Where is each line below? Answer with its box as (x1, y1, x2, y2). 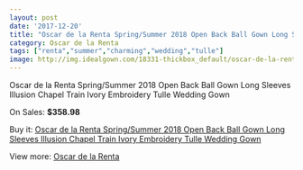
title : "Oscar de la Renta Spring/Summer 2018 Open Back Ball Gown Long (9, 30, 289, 39)
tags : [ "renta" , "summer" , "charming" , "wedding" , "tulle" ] (9, 47, 224, 56)
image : (9, 55, 34, 64)
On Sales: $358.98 (9, 107, 81, 117)
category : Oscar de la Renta (9, 38, 119, 48)
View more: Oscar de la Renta (9, 151, 120, 162)
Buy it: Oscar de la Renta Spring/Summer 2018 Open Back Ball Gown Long (9, 124, 286, 135)
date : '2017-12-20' (9, 22, 83, 31)
